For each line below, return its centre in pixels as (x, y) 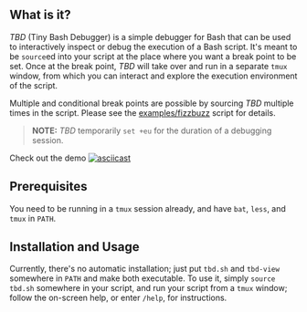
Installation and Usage (74, 247)
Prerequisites (48, 187)
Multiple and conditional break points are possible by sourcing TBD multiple (152, 103)
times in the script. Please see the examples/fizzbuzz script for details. (143, 112)
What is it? (40, 15)
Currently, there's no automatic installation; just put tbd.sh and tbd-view (145, 269)
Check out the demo (48, 158)
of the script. (33, 85)
